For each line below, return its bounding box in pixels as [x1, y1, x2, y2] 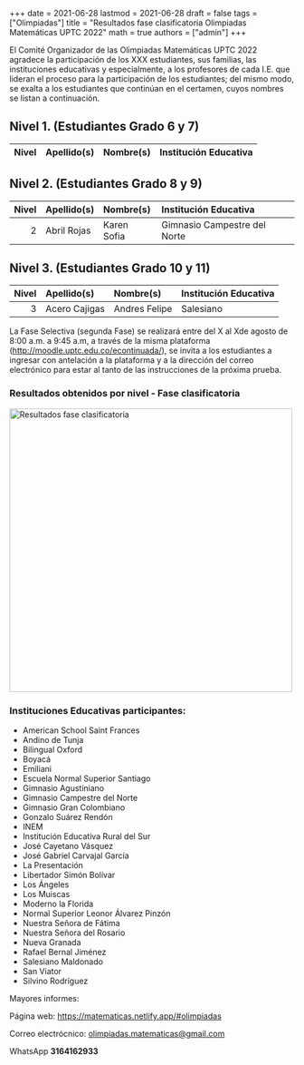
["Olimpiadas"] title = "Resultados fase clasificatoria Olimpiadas [9, 17, 247, 28]
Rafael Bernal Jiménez [22, 947, 107, 958]
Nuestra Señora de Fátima [22, 918, 120, 929]
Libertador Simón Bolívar [22, 870, 116, 881]
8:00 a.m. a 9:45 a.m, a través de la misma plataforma [9, 336, 211, 347]
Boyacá [22, 754, 52, 765]
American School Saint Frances [22, 725, 140, 736]
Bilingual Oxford [22, 744, 83, 756]
